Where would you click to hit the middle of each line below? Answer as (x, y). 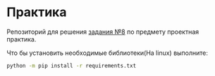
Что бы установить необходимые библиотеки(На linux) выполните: (107, 53)
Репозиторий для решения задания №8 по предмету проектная (103, 32)
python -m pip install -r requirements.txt (72, 65)
